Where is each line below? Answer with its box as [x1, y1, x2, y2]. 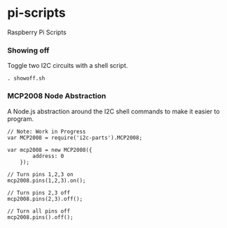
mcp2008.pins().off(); [7, 213, 74, 221]
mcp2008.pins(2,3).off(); [7, 195, 83, 202]
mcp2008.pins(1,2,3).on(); [7, 177, 86, 184]
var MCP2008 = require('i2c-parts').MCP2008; [7, 134, 142, 141]
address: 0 [32, 152, 64, 159]
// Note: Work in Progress [7, 128, 86, 135]
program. [7, 114, 34, 123]
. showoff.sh [7, 75, 46, 82]
